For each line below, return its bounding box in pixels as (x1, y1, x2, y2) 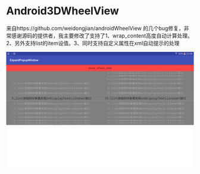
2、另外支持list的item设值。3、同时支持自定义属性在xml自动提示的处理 (6, 39, 180, 46)
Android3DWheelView (6, 4, 119, 18)
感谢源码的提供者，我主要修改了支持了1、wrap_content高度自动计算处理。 (11, 32, 193, 39)
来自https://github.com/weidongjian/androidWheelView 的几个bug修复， (6, 24, 185, 32)
